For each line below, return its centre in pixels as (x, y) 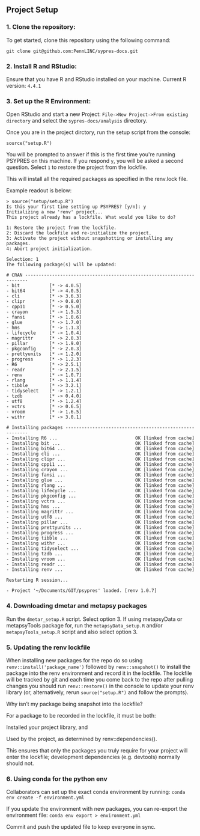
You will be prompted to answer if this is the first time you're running (91, 154)
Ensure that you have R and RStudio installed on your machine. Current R (96, 79)
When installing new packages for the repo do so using (74, 660)
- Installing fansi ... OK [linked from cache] (101, 475)
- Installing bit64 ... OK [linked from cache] (101, 449)
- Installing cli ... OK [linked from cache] (101, 454)
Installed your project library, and (47, 727)
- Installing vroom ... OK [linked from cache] (101, 559)
